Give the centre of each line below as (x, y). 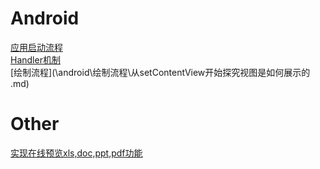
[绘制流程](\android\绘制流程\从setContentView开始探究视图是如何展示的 (160, 72)
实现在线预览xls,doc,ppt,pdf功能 (76, 153)
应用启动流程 (36, 47)
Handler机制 (35, 59)
